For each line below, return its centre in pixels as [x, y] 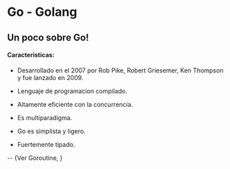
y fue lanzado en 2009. [50, 77]
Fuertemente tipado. [46, 144]
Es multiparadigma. [45, 117]
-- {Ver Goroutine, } [35, 158]
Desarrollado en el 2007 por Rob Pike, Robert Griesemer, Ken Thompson [120, 70]
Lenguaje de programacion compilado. [72, 91]
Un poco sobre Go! [48, 38]
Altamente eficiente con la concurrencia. [75, 104]
